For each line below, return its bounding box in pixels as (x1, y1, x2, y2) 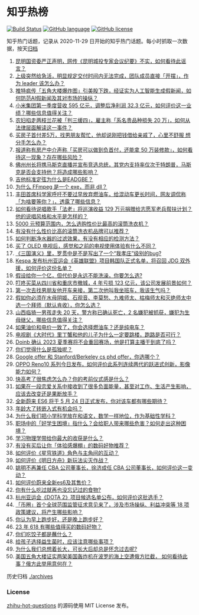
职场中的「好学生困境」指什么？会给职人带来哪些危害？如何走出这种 (15, 419, 181, 426)
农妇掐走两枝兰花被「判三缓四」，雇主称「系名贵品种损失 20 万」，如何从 (15, 116, 191, 124)
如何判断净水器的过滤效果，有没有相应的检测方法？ (15, 235, 140, 242)
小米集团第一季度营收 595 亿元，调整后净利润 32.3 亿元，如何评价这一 (15, 102, 187, 109)
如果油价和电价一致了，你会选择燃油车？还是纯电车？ (15, 323, 145, 331)
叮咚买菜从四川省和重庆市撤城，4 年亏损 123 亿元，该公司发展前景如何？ (15, 279, 193, 286)
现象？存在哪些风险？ (31, 153, 83, 160)
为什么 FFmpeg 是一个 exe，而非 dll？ (15, 183, 107, 190)
